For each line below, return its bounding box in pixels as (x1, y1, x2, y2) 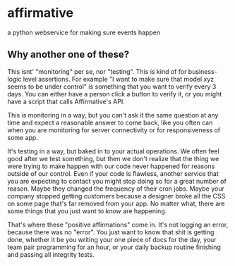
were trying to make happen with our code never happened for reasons (7, 162, 215, 170)
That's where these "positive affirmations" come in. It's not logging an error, (7, 220, 229, 229)
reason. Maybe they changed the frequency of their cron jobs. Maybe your (7, 184, 224, 193)
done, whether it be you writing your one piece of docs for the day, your (7, 235, 217, 243)
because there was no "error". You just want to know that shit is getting (7, 227, 215, 236)
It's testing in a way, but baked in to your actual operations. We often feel (7, 146, 220, 156)
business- (188, 67, 217, 75)
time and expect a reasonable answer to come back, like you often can (7, 118, 213, 127)
